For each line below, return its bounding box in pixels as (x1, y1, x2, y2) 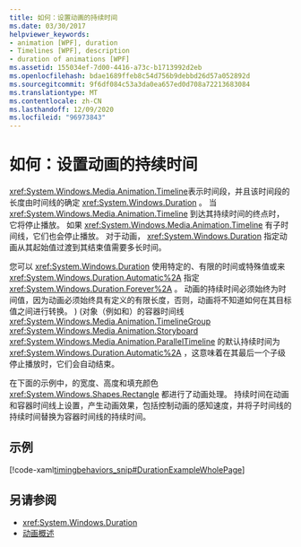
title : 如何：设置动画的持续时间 (9, 13, 118, 22)
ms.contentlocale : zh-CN (9, 96, 102, 106)
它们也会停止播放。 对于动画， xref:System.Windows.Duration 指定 (32, 230, 280, 242)
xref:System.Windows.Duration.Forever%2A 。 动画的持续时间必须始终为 (9, 283, 279, 294)
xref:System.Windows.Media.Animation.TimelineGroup (9, 316, 211, 327)
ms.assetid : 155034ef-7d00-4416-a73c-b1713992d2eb (9, 64, 202, 73)
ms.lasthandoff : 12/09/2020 (9, 105, 115, 114)
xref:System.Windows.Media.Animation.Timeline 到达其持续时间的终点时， (9, 208, 285, 220)
